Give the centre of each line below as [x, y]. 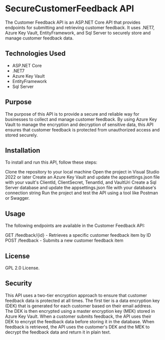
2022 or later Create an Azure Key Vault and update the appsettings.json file [82, 177]
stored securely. [21, 135]
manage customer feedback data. [39, 38]
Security [18, 283]
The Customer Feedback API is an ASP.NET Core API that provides [73, 22]
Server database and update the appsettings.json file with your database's [81, 188]
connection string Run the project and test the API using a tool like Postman [82, 193]
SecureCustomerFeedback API [70, 9]
